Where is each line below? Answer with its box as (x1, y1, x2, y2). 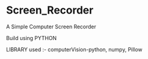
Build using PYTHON (6, 34, 57, 41)
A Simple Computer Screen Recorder (6, 23, 96, 30)
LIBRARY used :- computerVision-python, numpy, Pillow (6, 45, 143, 53)
